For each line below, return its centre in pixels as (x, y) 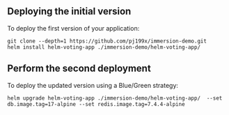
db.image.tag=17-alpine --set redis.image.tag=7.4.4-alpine (96, 104)
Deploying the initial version (69, 11)
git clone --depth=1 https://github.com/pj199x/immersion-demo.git (107, 41)
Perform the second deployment (79, 69)
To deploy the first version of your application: (73, 28)
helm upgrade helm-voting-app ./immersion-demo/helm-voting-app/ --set (115, 98)
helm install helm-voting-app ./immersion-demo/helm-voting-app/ (104, 47)
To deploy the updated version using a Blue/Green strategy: (93, 85)
